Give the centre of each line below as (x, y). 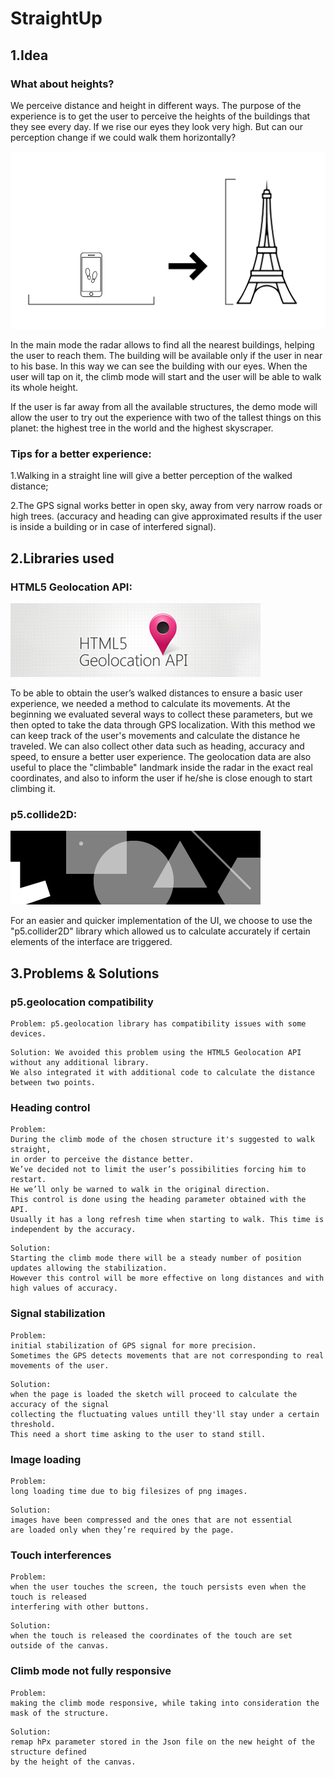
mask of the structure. (60, 1713)
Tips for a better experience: (81, 454)
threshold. (33, 1424)
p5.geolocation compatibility (82, 1002)
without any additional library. (80, 1063)
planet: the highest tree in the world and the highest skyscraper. (142, 428)
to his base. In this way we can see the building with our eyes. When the (159, 366)
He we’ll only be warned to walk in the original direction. (140, 1190)
